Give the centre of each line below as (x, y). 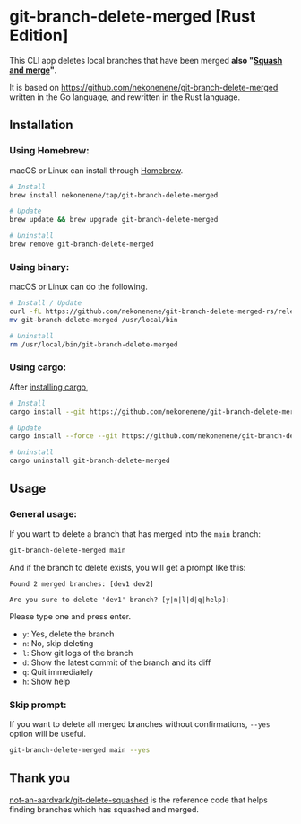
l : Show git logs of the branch (77, 653)
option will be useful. (48, 733)
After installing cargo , (49, 387)
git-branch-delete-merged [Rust (133, 17)
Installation (41, 125)
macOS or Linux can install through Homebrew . (96, 170)
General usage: (43, 514)
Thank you (39, 778)
